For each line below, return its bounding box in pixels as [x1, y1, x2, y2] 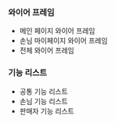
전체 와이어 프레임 [19, 45, 74, 56]
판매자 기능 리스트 [19, 106, 74, 115]
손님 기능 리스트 [19, 96, 68, 106]
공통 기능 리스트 [19, 86, 68, 96]
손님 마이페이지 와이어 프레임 [19, 36, 108, 45]
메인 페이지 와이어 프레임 [19, 26, 95, 36]
